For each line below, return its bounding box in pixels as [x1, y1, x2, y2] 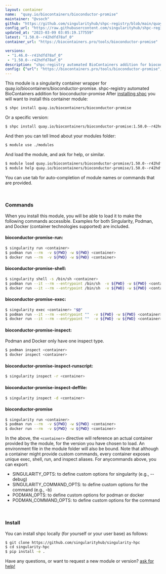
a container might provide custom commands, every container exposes [5, 451, 150, 457]
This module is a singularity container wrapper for [5, 80, 107, 86]
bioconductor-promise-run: [5, 235, 63, 241]
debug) [12, 476, 28, 482]
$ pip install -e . [5, 549, 45, 554]
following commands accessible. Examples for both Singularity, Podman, [5, 218, 153, 224]
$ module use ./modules [5, 142, 54, 147]
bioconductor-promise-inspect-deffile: [5, 384, 87, 390]
